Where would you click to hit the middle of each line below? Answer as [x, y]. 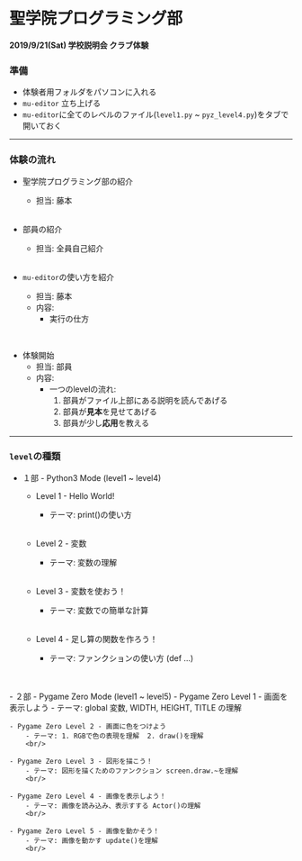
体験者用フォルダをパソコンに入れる [89, 92]
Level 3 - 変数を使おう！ [81, 591]
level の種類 [35, 457]
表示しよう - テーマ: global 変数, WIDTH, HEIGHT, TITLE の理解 [126, 707]
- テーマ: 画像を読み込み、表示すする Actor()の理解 [113, 806]
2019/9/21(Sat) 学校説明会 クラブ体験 [79, 45]
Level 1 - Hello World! [75, 495]
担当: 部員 [54, 367]
